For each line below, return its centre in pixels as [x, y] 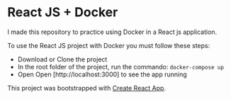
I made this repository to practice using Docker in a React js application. [112, 32]
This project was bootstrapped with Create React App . [87, 88]
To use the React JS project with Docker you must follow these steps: [109, 45]
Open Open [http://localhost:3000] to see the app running [102, 74]
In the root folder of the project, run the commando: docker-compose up [121, 66]
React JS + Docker [63, 12]
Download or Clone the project [62, 59]
